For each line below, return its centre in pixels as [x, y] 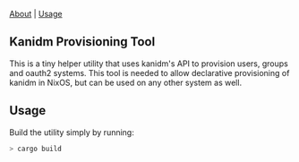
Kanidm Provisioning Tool [82, 42]
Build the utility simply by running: [72, 132]
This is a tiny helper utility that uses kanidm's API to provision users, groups [149, 64]
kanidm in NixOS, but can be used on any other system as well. [126, 82]
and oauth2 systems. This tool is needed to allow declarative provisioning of [149, 72]
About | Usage [36, 14]
